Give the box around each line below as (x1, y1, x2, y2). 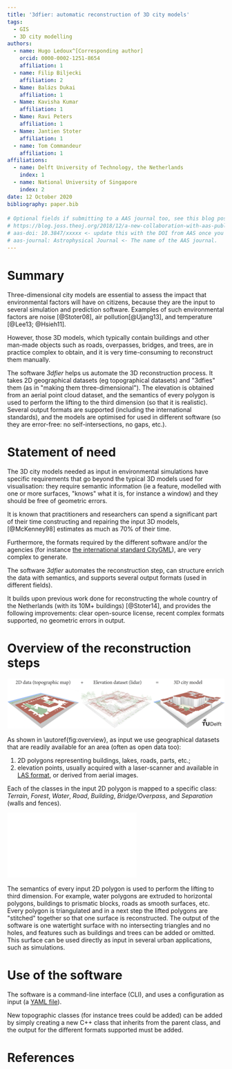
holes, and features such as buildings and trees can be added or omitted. (7, 928, 215, 936)
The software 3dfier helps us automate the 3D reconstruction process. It (7, 368, 213, 377)
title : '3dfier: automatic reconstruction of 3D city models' (7, 11, 190, 18)
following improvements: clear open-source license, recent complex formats (7, 609, 224, 617)
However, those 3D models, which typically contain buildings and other (7, 333, 209, 341)
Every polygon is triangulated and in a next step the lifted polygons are (7, 906, 209, 915)
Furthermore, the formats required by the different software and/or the (7, 538, 208, 546)
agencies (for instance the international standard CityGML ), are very (7, 545, 202, 554)
